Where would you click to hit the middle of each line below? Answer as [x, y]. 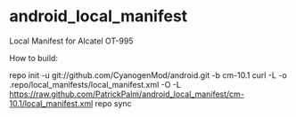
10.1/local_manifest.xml [51, 103]
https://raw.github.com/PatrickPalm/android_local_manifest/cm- [127, 94]
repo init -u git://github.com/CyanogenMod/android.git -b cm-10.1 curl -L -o [148, 75]
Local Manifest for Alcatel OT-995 [71, 41]
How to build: [33, 58]
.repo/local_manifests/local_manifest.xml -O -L [95, 84]
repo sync [113, 103]
